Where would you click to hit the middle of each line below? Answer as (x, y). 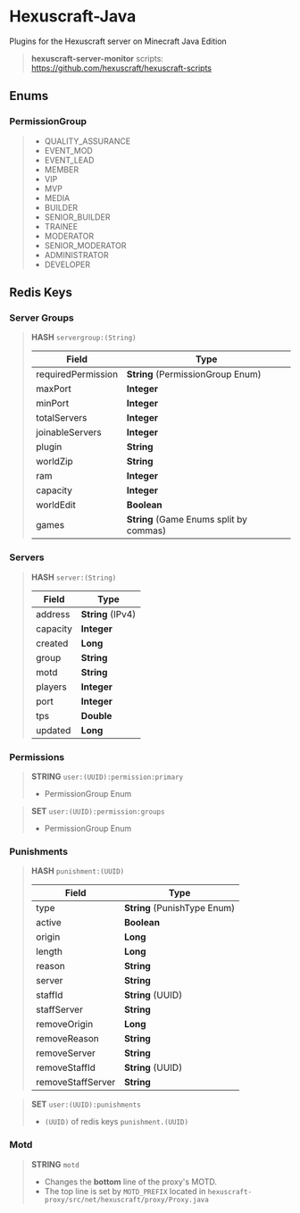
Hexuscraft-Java (73, 17)
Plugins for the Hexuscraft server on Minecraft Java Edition (118, 41)
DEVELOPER (67, 264)
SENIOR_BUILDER (77, 217)
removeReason (67, 1039)
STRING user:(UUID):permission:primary (107, 776)
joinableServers (68, 432)
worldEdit (55, 505)
